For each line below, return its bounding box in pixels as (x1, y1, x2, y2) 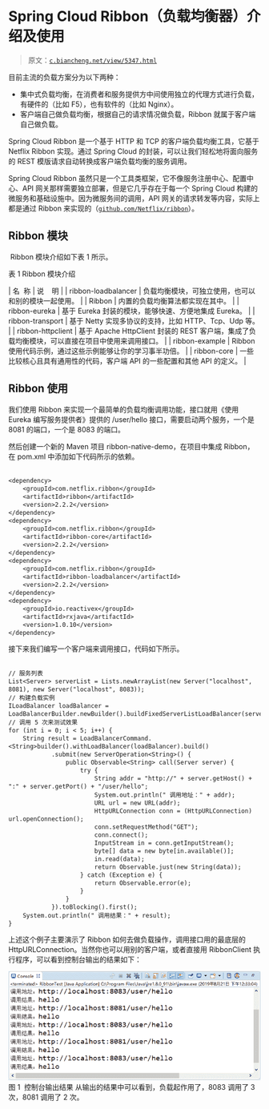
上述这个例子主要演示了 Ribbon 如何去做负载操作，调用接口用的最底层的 (8, 934, 247, 944)
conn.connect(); (94, 830, 149, 839)
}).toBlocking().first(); (50, 902, 138, 911)
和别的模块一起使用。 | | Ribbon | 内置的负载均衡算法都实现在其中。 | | (8, 295, 240, 305)
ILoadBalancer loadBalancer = (8, 701, 110, 709)
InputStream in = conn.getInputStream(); (94, 838, 235, 847)
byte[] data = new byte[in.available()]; (94, 846, 235, 855)
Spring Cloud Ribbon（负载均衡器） (8, 7, 247, 26)
